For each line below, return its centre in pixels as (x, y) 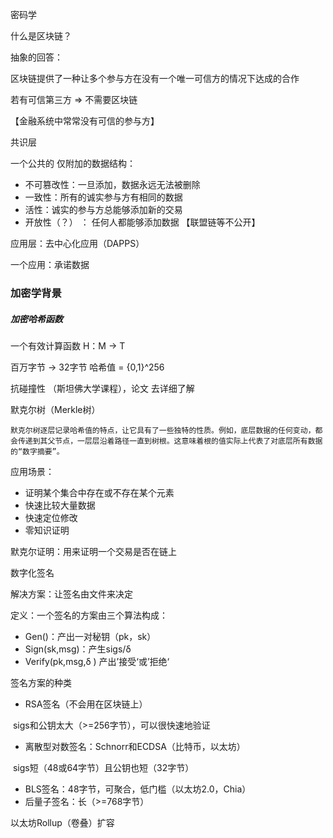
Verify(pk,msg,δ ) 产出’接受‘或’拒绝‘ (97, 661)
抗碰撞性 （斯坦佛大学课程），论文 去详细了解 (102, 388)
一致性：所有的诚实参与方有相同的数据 (103, 197)
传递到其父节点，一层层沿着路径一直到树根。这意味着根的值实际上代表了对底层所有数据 (170, 441)
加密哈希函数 (36, 319)
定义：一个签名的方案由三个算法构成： (89, 615)
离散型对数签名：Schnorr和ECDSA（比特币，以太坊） (135, 746)
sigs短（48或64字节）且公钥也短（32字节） (103, 767)
